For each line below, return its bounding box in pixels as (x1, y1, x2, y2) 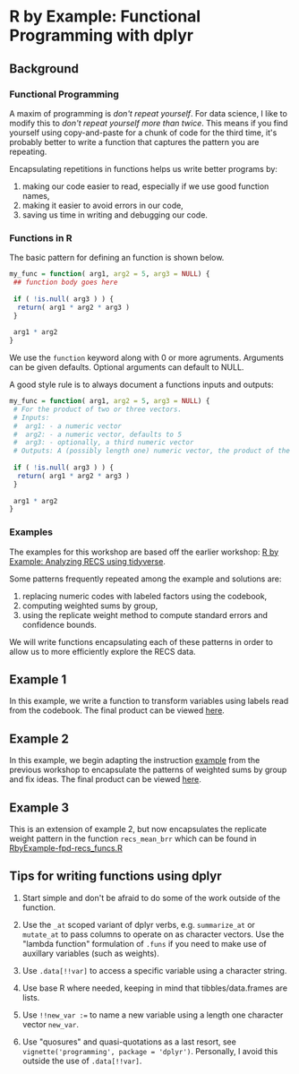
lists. (21, 992, 40, 1002)
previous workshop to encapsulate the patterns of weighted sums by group (9, 764, 287, 776)
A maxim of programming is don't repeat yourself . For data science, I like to (9, 107, 288, 118)
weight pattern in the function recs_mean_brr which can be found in (9, 833, 257, 844)
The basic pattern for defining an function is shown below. (9, 253, 225, 263)
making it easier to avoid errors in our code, (21, 200, 184, 211)
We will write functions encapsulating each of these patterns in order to (9, 636, 273, 647)
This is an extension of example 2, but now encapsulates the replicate (9, 824, 267, 835)
